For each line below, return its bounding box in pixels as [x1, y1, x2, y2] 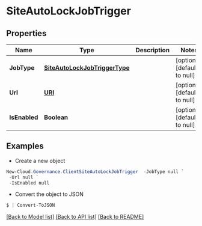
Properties [6, 28, 47, 38]
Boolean [44, 113, 68, 121]
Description [135, 46, 170, 54]
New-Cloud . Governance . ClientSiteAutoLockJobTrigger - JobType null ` [6, 168, 185, 175]
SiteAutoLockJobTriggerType [44, 64, 130, 72]
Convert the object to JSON [14, 191, 84, 198]
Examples [6, 141, 44, 151]
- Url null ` [8, 174, 39, 180]
